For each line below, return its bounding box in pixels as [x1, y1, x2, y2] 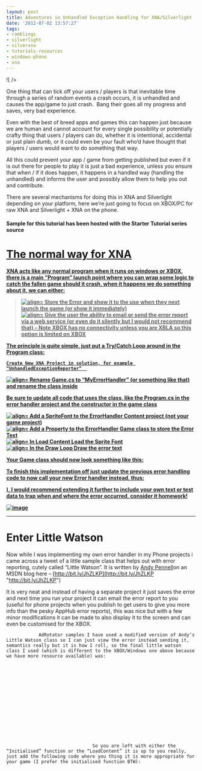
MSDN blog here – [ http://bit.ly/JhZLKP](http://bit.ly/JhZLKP [6, 570, 155, 577]
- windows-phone [6, 54, 47, 60]
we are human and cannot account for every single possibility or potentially [6, 125, 193, 132]
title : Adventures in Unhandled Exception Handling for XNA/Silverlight [6, 14, 192, 21]
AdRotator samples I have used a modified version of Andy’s [38, 632, 195, 638]
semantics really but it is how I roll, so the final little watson [6, 642, 182, 648]
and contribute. [6, 182, 44, 189]
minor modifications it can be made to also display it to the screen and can [6, 613, 191, 621]
